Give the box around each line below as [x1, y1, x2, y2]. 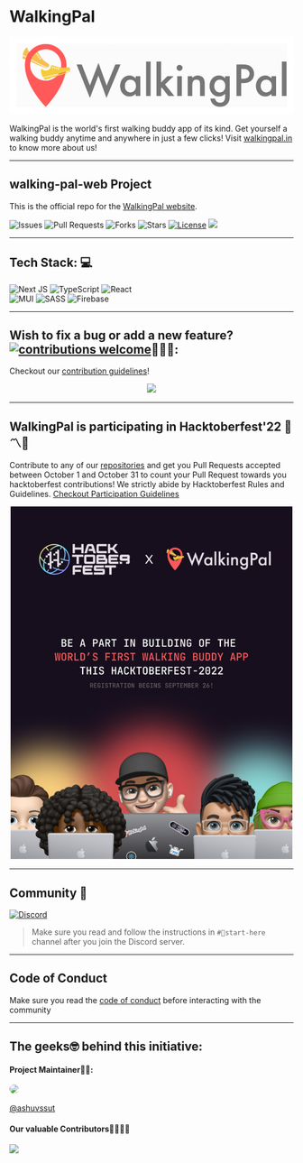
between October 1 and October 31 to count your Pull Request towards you [9, 469, 287, 480]
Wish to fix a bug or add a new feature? [9, 328, 234, 343]
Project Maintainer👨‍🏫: [9, 1064, 94, 1075]
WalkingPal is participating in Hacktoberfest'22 [9, 419, 282, 434]
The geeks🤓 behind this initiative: [9, 1039, 203, 1055]
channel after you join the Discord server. [31, 937, 185, 947]
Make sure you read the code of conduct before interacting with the [9, 994, 262, 1005]
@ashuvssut [9, 1103, 56, 1113]
